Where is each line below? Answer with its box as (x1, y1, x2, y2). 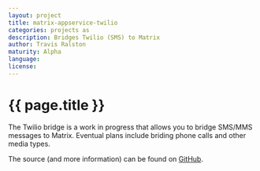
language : (8, 56, 41, 64)
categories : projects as (8, 26, 90, 34)
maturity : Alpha (8, 48, 61, 56)
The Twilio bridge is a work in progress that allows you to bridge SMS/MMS (8, 122, 253, 132)
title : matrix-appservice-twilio (8, 19, 118, 27)
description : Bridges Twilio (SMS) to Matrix (8, 33, 160, 42)
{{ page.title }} (8, 96, 106, 114)
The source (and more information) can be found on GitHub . (8, 154, 203, 163)
